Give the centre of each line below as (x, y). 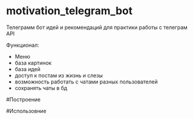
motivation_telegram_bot (69, 11)
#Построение (23, 99)
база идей (27, 69)
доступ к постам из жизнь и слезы (58, 75)
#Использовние (26, 111)
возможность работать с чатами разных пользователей (86, 82)
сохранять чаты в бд (41, 88)
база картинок (33, 63)
